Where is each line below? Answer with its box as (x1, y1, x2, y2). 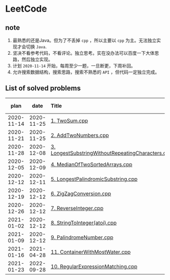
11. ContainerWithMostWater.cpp (50, 248, 131, 255)
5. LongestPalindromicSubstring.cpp (50, 176, 138, 183)
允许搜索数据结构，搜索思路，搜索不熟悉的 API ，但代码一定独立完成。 (12, 69, 160, 75)
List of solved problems (5, 84, 81, 93)
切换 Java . (26, 44, 47, 50)
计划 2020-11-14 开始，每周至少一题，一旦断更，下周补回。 (12, 63, 136, 68)
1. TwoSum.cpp (50, 117, 89, 124)
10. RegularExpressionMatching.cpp (50, 263, 138, 270)
